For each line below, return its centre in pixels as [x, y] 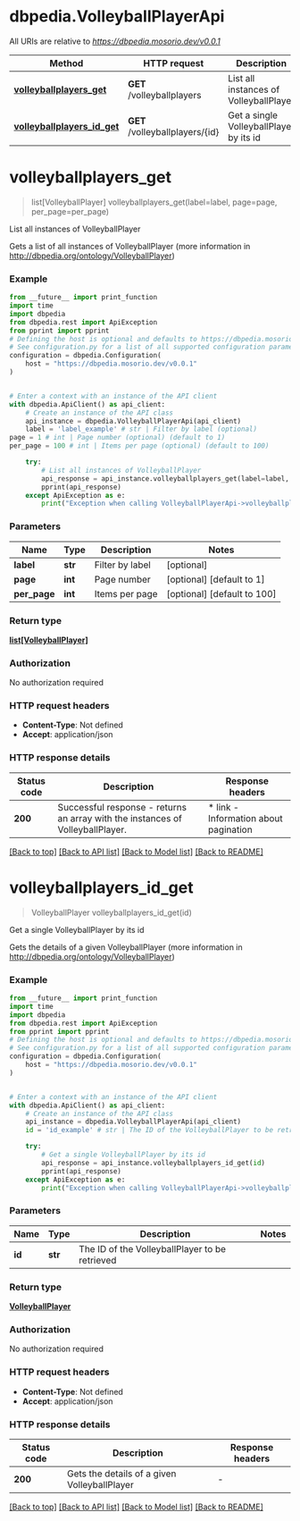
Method [67, 63]
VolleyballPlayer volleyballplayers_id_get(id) [111, 912]
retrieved [98, 1260]
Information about [246, 818]
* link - [224, 807]
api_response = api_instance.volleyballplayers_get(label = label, [166, 479]
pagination [230, 829]
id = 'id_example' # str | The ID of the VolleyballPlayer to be [150, 1130]
